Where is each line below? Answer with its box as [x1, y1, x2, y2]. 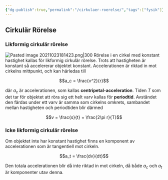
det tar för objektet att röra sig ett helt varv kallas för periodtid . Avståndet [5, 94, 157, 100]
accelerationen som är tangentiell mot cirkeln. [5, 143, 99, 149]
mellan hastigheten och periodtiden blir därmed [5, 104, 103, 110]
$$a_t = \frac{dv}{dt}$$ [59, 153, 109, 159]
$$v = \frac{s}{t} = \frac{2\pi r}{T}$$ [45, 114, 122, 120]
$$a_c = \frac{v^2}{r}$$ [59, 78, 109, 84]
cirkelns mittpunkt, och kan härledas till [5, 68, 86, 74]
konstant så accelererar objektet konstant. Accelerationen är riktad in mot [5, 63, 157, 69]
